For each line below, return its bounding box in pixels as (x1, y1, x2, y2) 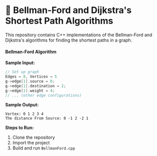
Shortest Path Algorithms (5, 15, 113, 27)
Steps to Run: (5, 125, 34, 131)
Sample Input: (5, 60, 35, 66)
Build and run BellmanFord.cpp (12, 145, 75, 151)
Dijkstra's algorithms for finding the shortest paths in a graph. (5, 37, 132, 43)
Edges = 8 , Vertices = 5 (5, 74, 57, 79)
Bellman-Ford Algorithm (5, 49, 57, 55)
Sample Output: (5, 102, 39, 108)
